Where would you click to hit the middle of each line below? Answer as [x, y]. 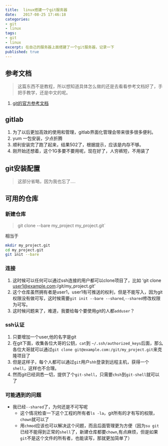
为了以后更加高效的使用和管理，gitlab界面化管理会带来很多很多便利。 [84, 132]
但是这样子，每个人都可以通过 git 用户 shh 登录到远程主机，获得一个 [81, 362]
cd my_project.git [24, 250]
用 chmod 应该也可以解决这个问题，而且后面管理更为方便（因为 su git [90, 426]
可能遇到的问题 [23, 395]
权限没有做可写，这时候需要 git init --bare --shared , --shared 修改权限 [86, 298]
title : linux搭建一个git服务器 [36, 10]
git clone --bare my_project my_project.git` [61, 225]
